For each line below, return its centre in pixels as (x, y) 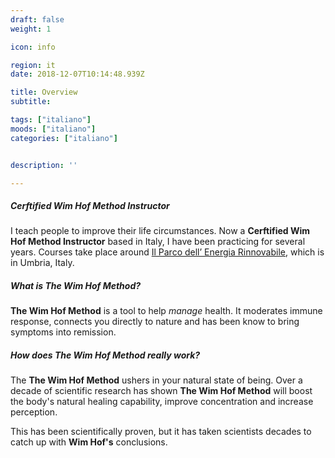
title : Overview (44, 92)
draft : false (37, 19)
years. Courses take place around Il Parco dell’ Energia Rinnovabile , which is (167, 252)
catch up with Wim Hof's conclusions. (89, 442)
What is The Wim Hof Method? (76, 285)
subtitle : (31, 102)
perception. (34, 412)
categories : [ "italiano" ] (64, 138)
